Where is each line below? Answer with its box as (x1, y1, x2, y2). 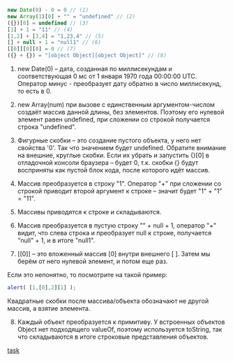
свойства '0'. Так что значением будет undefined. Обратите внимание (17, 144, 227, 152)
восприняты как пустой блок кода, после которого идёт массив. (17, 166, 211, 174)
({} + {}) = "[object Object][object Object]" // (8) (7, 52, 167, 59)
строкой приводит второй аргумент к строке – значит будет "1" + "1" (17, 187, 223, 195)
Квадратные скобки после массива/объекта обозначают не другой (7, 297, 209, 305)
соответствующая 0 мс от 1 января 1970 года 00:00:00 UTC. (17, 72, 197, 80)
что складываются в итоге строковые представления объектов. (17, 332, 209, 341)
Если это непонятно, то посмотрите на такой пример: (7, 271, 167, 279)
